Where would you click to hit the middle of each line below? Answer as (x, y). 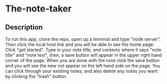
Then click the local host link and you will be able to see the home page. (80, 44)
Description (24, 27)
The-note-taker (38, 9)
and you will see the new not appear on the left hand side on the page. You (83, 66)
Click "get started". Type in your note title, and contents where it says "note (83, 50)
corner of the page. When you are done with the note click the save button (82, 60)
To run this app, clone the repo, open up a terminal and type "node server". (83, 39)
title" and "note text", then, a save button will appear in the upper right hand (83, 55)
